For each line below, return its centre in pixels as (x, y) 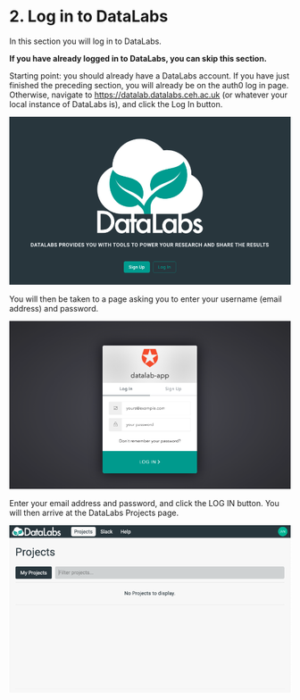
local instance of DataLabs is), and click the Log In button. (116, 104)
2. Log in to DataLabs (89, 17)
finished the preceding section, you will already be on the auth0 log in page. (149, 85)
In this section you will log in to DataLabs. (86, 41)
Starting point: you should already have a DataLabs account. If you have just (150, 75)
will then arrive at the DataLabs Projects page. (94, 512)
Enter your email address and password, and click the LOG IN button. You (144, 503)
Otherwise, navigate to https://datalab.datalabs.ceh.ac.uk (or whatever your (149, 95)
